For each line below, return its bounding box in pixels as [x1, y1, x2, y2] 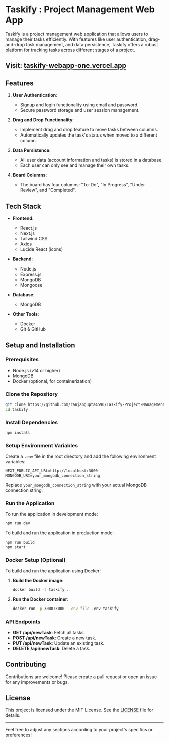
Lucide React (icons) [20, 246, 63, 252]
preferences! [5, 732, 32, 738]
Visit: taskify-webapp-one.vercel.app [5, 61, 127, 70]
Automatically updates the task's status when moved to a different [20, 132, 157, 138]
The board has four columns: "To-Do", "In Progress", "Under [20, 182, 145, 188]
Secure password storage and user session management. [20, 107, 140, 113]
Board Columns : [12, 172, 47, 178]
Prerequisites [5, 356, 39, 363]
